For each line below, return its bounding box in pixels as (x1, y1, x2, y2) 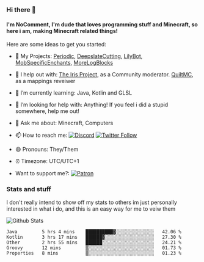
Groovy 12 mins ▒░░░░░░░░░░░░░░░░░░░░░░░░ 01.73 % (6, 245, 182, 251)
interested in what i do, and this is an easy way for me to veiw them (6, 205, 176, 213)
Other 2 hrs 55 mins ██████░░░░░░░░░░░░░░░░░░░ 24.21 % (6, 239, 182, 246)
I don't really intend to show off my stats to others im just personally (6, 198, 177, 206)
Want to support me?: (15, 170, 70, 177)
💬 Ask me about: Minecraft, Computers (15, 119, 114, 127)
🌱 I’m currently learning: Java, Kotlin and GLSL (15, 89, 133, 96)
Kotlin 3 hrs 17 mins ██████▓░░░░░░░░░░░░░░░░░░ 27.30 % (6, 235, 182, 241)
